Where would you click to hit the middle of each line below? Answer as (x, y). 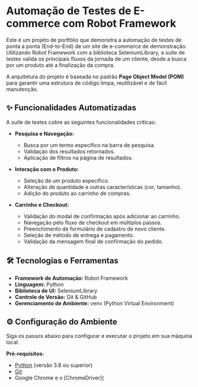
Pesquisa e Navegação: (44, 133)
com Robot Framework (119, 23)
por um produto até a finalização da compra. (60, 65)
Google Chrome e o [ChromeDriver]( (59, 378)
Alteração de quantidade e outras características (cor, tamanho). (103, 187)
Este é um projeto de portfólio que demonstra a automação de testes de (94, 40)
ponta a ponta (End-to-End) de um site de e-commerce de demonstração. (97, 46)
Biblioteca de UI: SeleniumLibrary (56, 290)
